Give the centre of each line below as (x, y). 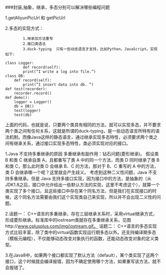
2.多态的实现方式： (24, 28)
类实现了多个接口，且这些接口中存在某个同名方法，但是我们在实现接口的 (79, 191)
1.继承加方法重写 (38, 39)
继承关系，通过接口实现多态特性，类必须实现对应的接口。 (72, 143)
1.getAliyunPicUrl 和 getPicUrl (35, 18)
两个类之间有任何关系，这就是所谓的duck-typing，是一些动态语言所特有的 (80, 131)
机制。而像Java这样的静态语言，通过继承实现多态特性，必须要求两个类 (81, 137)
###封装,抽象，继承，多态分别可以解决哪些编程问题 (58, 7)
